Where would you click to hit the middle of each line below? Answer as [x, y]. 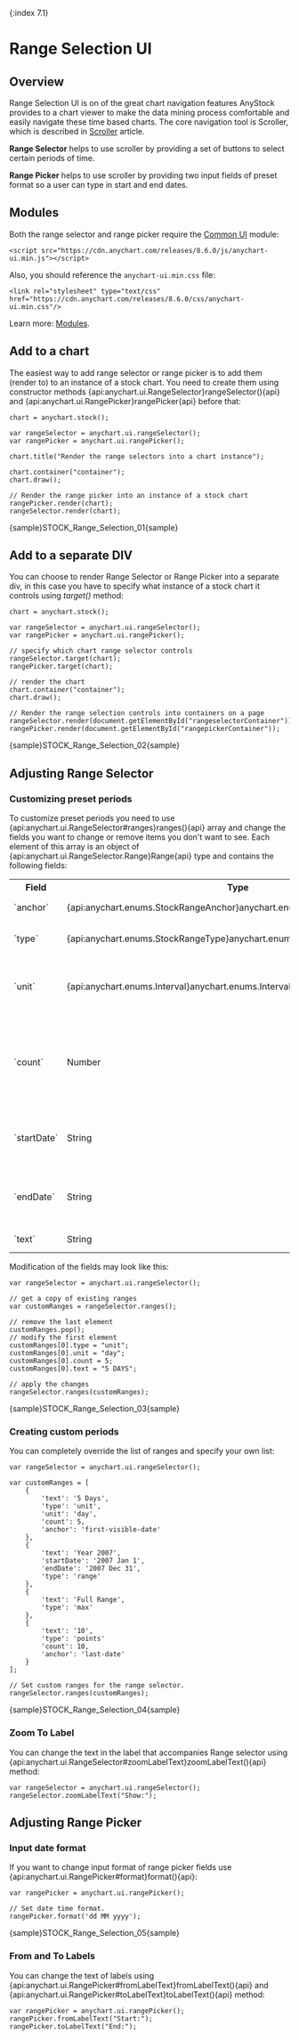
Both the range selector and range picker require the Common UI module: [144, 234]
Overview [37, 81]
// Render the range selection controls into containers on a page [137, 713]
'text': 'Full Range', [83, 1600]
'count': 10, [65, 1646]
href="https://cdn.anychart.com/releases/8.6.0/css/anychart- [127, 299]
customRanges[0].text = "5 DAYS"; [73, 1369]
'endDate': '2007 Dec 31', [91, 1569]
